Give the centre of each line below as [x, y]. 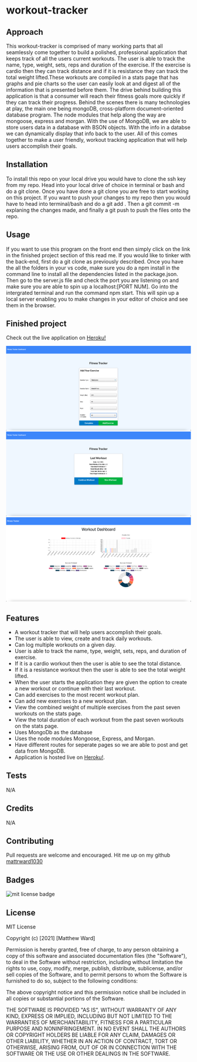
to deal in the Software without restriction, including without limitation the [94, 962]
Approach [25, 32]
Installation [27, 164]
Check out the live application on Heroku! [56, 338]
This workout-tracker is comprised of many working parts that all [84, 46]
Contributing [30, 841]
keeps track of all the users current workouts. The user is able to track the [96, 59]
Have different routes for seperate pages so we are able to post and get [101, 744]
